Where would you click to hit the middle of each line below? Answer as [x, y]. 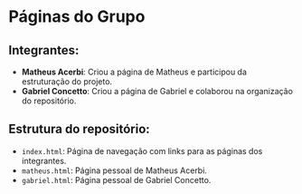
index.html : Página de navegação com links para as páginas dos [142, 150]
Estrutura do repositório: [79, 129]
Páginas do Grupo [77, 17]
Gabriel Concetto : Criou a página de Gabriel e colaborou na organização [157, 91]
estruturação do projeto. [67, 82]
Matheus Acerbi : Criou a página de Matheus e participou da [134, 72]
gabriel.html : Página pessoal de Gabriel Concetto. [116, 179]
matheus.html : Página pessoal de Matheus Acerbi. [114, 170]
